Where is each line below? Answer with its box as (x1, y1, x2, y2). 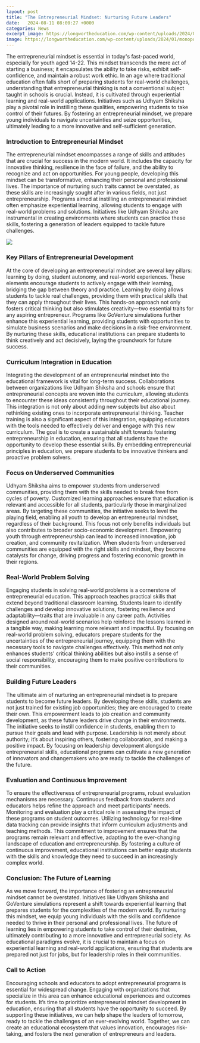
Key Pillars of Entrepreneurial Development (6, 253, 134, 261)
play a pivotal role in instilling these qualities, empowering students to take (6, 104, 189, 110)
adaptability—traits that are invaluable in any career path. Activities (6, 612, 171, 619)
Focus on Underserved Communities (6, 468, 115, 477)
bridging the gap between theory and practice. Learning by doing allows (6, 286, 183, 293)
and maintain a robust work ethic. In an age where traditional (36, 72, 186, 79)
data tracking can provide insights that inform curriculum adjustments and (6, 821, 188, 828)
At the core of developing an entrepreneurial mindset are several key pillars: (6, 267, 192, 274)
